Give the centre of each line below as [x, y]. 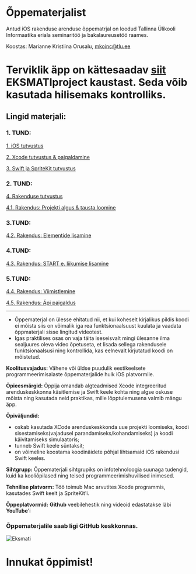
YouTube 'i [18, 511]
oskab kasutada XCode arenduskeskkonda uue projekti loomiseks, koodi [102, 427]
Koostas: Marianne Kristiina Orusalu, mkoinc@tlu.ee [68, 46]
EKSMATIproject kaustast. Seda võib [97, 83]
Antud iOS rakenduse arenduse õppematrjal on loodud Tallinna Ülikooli [91, 29]
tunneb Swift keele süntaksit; [49, 446]
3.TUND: [18, 223]
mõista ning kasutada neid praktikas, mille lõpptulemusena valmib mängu [94, 398]
